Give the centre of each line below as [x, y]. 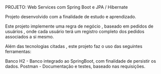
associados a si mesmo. [30, 37]
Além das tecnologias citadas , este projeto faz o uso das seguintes [74, 46]
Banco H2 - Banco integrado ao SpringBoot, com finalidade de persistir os [81, 61]
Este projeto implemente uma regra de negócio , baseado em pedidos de [79, 26]
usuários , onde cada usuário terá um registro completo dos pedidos [75, 31]
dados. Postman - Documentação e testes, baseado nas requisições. [75, 66]
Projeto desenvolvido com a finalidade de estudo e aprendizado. [71, 17]
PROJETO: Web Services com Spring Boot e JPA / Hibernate [67, 7]
